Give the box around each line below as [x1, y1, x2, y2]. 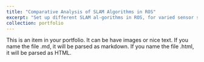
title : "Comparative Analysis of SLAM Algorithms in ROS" [6, 8, 156, 15]
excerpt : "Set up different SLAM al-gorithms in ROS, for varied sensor [6, 14, 194, 20]
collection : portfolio [6, 20, 64, 26]
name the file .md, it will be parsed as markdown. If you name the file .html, [6, 43, 194, 50]
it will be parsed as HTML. [6, 49, 72, 57]
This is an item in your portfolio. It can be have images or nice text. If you [6, 37, 188, 44]
